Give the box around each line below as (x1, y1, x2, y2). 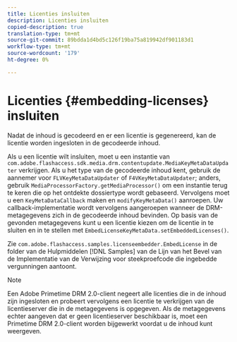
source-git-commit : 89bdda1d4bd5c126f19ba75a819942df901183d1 (7, 37, 194, 44)
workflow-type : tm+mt (7, 43, 71, 50)
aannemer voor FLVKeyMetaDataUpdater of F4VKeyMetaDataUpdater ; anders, (7, 173, 221, 182)
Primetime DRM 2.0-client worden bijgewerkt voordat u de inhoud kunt (7, 319, 213, 328)
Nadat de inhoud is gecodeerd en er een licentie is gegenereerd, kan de (7, 131, 217, 140)
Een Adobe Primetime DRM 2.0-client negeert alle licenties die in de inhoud (7, 289, 226, 298)
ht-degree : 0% (7, 56, 49, 63)
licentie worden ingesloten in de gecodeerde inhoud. (7, 138, 161, 147)
